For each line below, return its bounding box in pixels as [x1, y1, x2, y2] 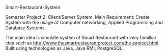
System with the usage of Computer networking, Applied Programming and [5, 20, 163, 25]
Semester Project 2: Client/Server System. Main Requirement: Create [5, 14, 150, 20]
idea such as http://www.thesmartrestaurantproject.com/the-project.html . [5, 40, 160, 46]
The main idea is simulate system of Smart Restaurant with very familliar [5, 35, 157, 40]
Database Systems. [5, 25, 46, 31]
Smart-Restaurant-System [5, 5, 60, 10]
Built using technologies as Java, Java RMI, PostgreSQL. [5, 45, 124, 51]
